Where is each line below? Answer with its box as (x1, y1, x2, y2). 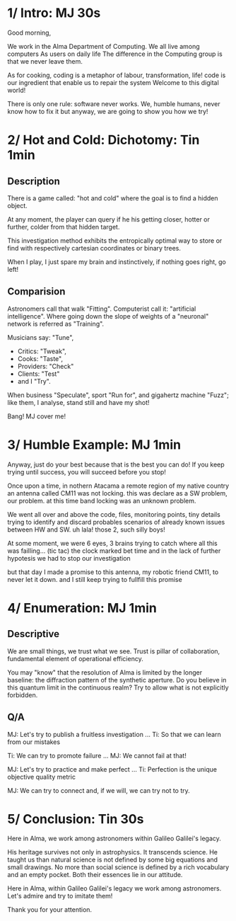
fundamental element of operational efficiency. (7, 654, 143, 663)
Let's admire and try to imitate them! (7, 892, 113, 900)
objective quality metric (7, 772, 76, 781)
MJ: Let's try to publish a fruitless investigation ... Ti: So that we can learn (7, 730, 221, 738)
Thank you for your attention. (7, 905, 93, 914)
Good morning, (7, 28, 52, 37)
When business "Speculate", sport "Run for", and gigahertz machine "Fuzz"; (7, 391, 230, 399)
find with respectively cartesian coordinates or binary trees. (7, 244, 182, 252)
